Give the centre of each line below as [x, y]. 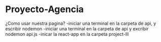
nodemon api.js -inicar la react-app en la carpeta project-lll [67, 34]
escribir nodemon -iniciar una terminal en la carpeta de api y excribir [77, 28]
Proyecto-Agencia [44, 9]
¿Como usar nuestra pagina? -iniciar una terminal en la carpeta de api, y [81, 23]
